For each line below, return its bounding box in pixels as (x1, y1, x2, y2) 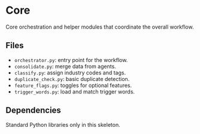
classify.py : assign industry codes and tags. (14, 69, 126, 76)
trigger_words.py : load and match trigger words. (14, 88, 135, 95)
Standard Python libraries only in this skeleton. (5, 121, 120, 128)
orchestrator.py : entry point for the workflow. (14, 56, 128, 63)
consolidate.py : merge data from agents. (14, 63, 116, 70)
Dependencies (5, 105, 61, 116)
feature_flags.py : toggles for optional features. (14, 82, 132, 89)
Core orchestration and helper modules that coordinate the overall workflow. (5, 23, 194, 30)
